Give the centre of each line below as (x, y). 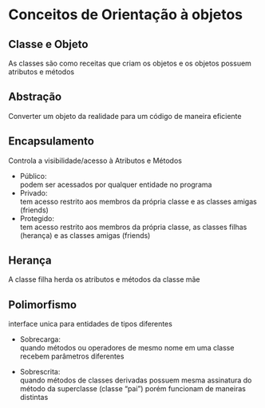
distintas (34, 398)
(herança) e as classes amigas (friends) (85, 235)
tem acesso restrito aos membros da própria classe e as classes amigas (138, 201)
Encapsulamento (51, 141)
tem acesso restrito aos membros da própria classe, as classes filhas (133, 227)
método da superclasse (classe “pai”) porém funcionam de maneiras (132, 389)
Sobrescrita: (40, 372)
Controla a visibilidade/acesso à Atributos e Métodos (95, 160)
